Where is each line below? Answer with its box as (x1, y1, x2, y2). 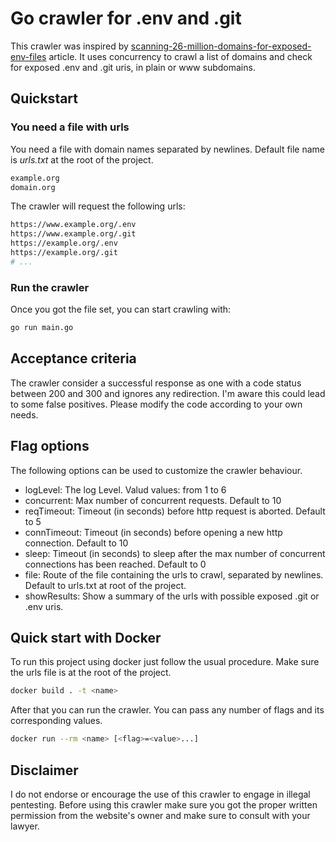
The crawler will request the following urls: (10, 200, 186, 212)
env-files (10, 50, 47, 62)
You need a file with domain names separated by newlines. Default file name (10, 143, 326, 155)
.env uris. (24, 600, 64, 612)
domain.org (10, 182, 56, 192)
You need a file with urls (10, 120, 130, 134)
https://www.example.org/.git (10, 229, 137, 239)
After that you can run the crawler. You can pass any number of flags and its (10, 704, 325, 716)
